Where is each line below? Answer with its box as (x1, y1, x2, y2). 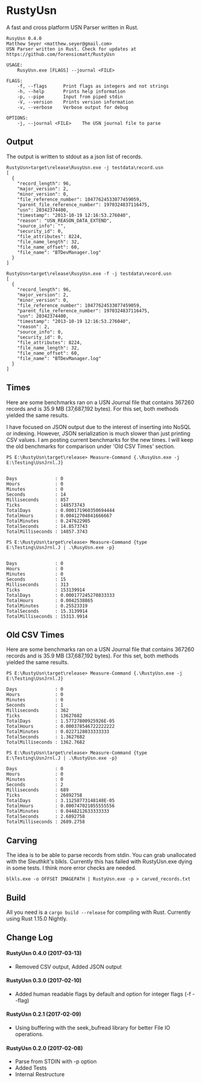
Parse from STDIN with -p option (15, 1058, 97, 1065)
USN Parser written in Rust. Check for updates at (6, 46, 137, 52)
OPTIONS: (6, 115, 28, 121)
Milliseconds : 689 (6, 787, 69, 793)
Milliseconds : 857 (6, 496, 69, 503)
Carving (6, 835, 37, 845)
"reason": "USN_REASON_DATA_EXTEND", (17, 218, 112, 224)
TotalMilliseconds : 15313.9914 (6, 613, 88, 619)
